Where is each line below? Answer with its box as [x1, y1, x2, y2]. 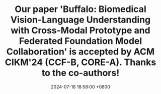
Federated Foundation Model [19, 35, 142, 47]
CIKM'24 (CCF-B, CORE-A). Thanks [5, 56, 156, 68]
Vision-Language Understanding [10, 14, 151, 25]
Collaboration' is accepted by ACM [6, 46, 155, 57]
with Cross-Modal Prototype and [11, 25, 150, 36]
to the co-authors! [41, 67, 120, 78]
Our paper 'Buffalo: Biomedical [15, 3, 146, 15]
